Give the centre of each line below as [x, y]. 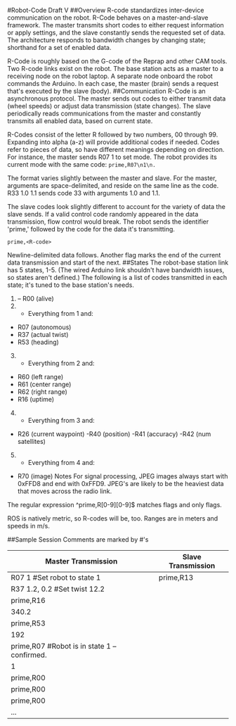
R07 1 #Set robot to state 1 [56, 578]
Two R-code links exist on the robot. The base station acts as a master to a [116, 69]
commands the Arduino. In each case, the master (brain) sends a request [113, 83]
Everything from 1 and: [60, 313]
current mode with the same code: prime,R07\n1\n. [81, 164]
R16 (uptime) [36, 399]
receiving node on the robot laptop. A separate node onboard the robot [110, 76]
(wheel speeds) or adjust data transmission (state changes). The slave [109, 106]
